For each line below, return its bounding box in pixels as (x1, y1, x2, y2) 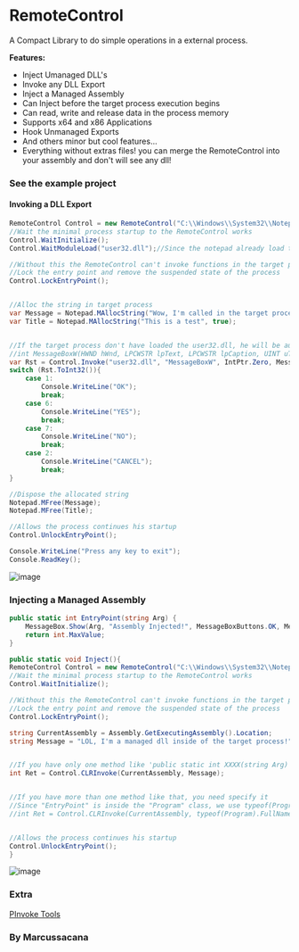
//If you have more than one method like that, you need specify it (9, 793, 269, 802)
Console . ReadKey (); (9, 555, 82, 564)
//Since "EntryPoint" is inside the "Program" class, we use (9, 801, 241, 810)
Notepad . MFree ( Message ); (9, 498, 101, 507)
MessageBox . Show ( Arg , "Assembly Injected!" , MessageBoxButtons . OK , (25, 622, 280, 631)
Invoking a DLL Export (9, 199, 92, 210)
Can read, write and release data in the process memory (21, 107, 230, 118)
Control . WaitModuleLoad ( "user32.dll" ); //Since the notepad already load (9, 244, 285, 252)
